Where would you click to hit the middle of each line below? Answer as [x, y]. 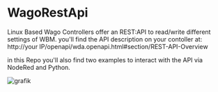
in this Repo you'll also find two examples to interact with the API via [105, 59]
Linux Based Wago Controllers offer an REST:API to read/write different [109, 32]
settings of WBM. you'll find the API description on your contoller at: [105, 39]
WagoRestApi [48, 13]
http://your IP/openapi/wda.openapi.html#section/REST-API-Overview [108, 46]
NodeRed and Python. [39, 67]
